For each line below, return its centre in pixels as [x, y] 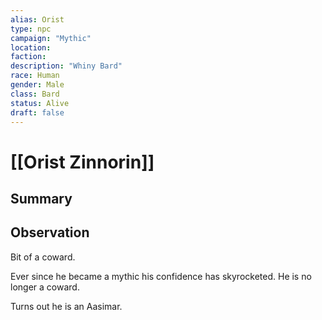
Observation [50, 232]
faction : [28, 57]
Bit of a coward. [43, 257]
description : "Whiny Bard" [66, 66]
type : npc [31, 29]
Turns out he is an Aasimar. [66, 306]
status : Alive [40, 103]
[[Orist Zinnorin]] [82, 162]
